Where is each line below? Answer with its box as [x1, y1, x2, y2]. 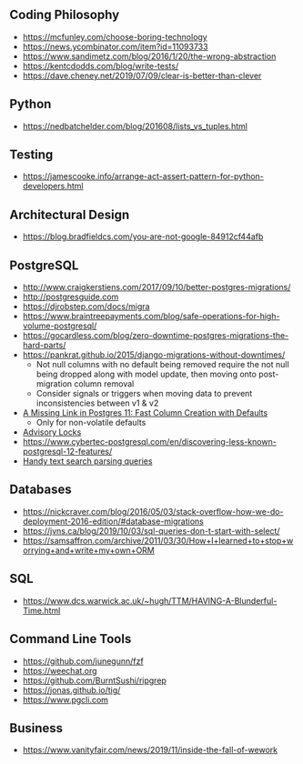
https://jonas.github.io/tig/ [22, 684, 121, 695]
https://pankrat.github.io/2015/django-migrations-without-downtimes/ [22, 349, 286, 360]
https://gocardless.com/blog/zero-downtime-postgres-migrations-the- [22, 330, 289, 341]
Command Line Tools [9, 631, 132, 647]
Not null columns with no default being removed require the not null [35, 359, 289, 370]
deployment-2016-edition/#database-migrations [22, 516, 205, 527]
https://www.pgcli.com [22, 694, 109, 705]
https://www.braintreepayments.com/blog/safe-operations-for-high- [22, 311, 280, 322]
